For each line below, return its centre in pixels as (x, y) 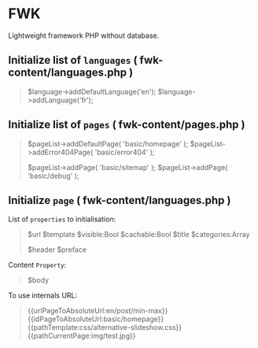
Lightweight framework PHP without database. (84, 35)
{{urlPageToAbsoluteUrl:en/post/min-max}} (98, 311)
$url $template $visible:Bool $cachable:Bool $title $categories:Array (138, 235)
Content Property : (37, 265)
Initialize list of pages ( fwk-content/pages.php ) (127, 125)
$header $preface (57, 250)
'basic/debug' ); (53, 176)
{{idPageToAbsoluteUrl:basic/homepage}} (96, 319)
